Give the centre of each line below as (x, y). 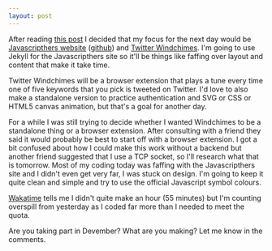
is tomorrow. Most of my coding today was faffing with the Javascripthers (132, 165)
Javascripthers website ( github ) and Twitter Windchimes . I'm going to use (132, 47)
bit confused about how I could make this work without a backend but (125, 147)
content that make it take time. (59, 65)
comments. (27, 239)
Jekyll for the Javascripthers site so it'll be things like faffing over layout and (136, 56)
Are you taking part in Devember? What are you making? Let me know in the (136, 231)
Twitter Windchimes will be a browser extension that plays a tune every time (136, 80)
